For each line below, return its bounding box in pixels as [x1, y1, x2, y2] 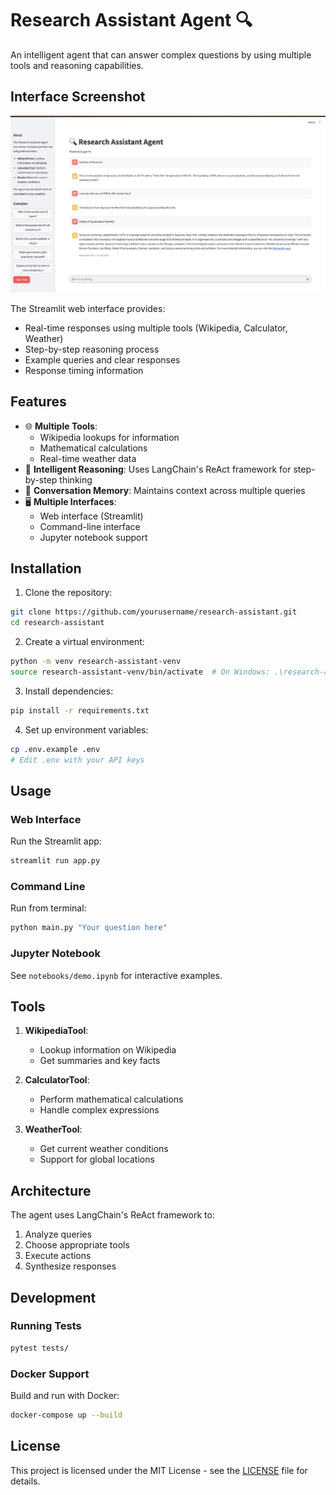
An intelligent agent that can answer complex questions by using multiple [10, 48, 312, 61]
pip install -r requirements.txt [10, 705, 150, 716]
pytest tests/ [10, 1343, 70, 1353]
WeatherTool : [24, 1123, 83, 1136]
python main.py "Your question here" [10, 923, 168, 933]
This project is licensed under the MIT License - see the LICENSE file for [10, 1464, 308, 1476]
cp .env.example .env [10, 744, 101, 754]
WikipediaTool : [24, 1025, 89, 1037]
